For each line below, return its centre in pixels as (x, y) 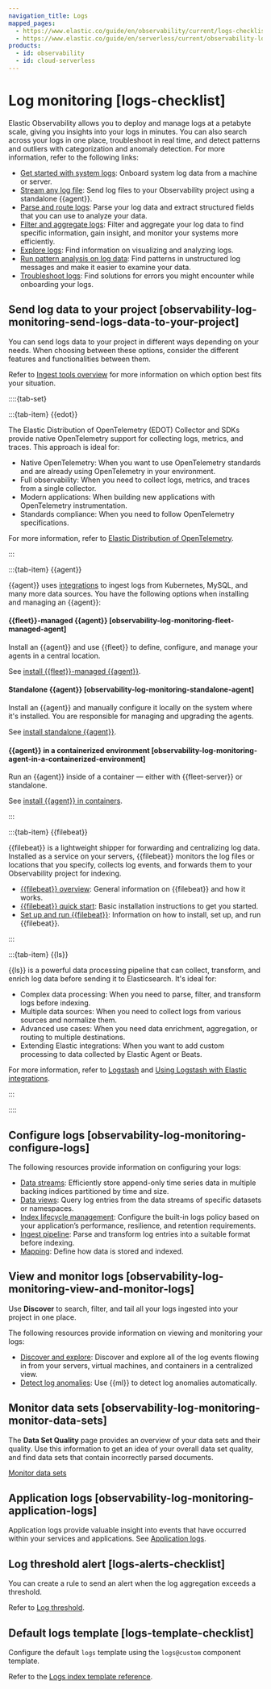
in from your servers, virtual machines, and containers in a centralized (136, 1365)
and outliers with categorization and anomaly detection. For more (117, 148)
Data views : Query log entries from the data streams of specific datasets (141, 1200)
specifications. (44, 522)
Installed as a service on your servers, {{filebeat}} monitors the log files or (131, 856)
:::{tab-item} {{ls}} (38, 955)
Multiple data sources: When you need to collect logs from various (131, 1012)
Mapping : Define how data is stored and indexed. (102, 1251)
